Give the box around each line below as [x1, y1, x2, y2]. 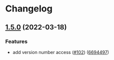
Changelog [5, 3, 53, 14]
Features [5, 38, 28, 45]
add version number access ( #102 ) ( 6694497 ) [12, 49, 109, 55]
